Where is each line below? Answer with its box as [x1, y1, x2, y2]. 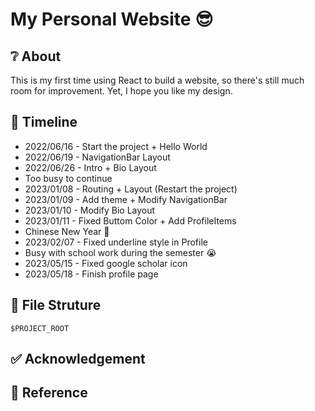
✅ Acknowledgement [10, 351, 146, 368]
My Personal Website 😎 [10, 8, 214, 31]
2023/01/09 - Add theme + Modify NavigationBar [24, 193, 228, 205]
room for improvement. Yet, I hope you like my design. [10, 85, 233, 97]
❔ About [10, 48, 62, 65]
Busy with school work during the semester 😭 [24, 246, 217, 258]
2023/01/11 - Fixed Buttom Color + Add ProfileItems [24, 214, 237, 227]
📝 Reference [10, 384, 88, 402]
